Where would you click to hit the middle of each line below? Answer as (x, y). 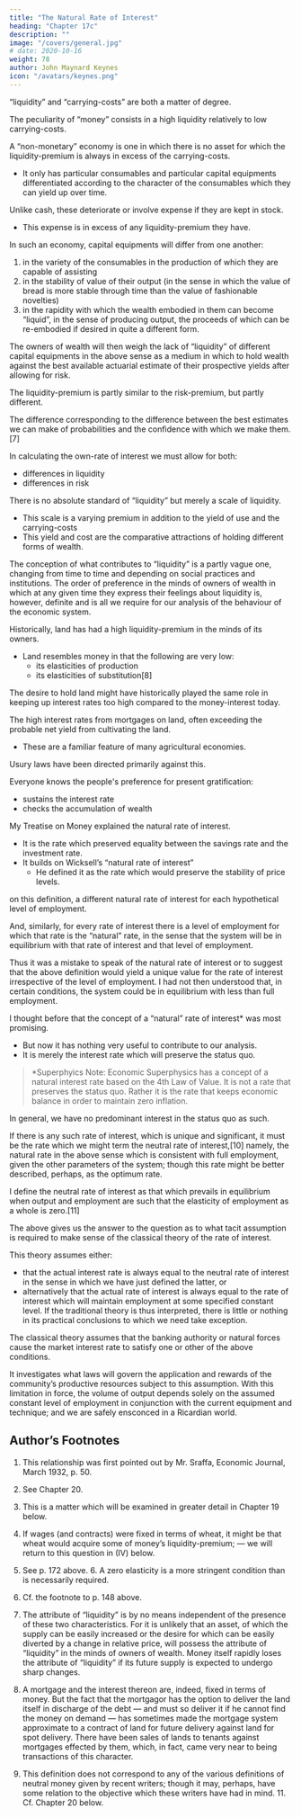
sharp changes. (51, 1672)
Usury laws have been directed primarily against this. (108, 764)
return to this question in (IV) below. (89, 1553)
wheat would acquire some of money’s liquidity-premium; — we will (147, 1543)
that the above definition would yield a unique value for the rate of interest (146, 971)
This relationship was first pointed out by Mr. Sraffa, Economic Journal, (154, 1462)
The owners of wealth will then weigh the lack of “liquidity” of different (140, 346)
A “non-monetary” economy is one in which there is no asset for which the (147, 146)
